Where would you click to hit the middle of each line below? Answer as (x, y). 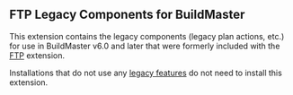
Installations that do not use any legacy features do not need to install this (146, 73)
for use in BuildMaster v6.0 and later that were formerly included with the (145, 46)
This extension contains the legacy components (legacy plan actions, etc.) (147, 36)
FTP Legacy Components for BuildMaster (127, 15)
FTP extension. (37, 55)
